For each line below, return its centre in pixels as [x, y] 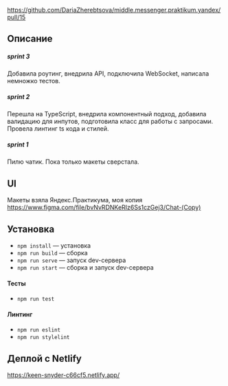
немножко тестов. [34, 81]
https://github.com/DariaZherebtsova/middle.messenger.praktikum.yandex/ [114, 10]
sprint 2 [19, 96]
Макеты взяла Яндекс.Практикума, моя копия [75, 200]
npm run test [36, 299]
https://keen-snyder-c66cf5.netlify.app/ [64, 375]
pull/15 [16, 17]
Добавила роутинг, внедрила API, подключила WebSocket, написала [108, 74]
